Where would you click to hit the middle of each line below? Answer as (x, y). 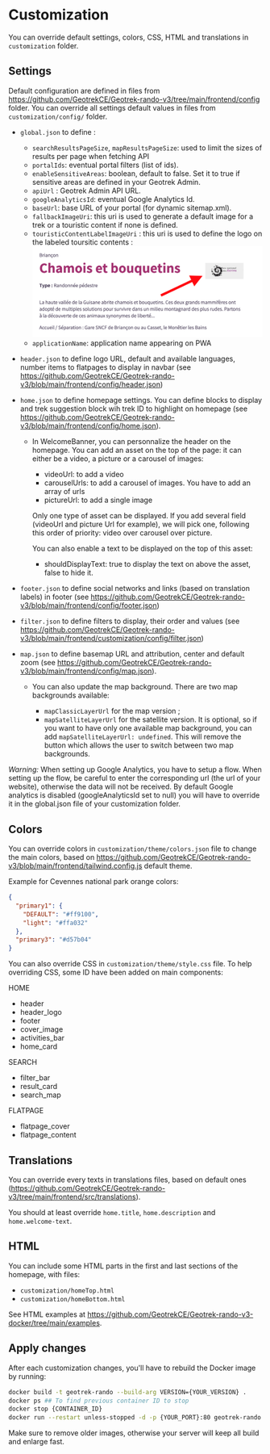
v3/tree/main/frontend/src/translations (72, 1197)
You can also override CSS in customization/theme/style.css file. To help (130, 964)
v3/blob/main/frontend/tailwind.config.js (75, 866)
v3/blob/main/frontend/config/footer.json (88, 605)
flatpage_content (48, 1135)
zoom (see (38, 663)
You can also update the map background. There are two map (135, 687)
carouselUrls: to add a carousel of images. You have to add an (147, 483)
